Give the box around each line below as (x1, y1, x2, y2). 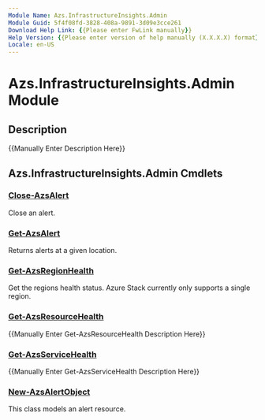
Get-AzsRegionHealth (8, 266, 95, 277)
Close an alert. (8, 208, 56, 217)
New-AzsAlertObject (8, 386, 91, 397)
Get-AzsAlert (8, 228, 61, 239)
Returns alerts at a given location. (8, 246, 118, 255)
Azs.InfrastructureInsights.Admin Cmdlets (8, 166, 223, 180)
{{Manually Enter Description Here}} (8, 143, 126, 154)
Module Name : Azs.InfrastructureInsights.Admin (8, 11, 168, 20)
